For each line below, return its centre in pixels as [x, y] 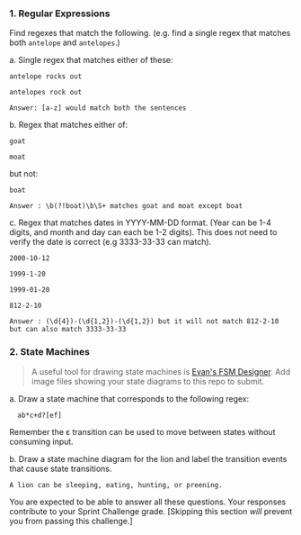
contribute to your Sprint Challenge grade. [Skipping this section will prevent [151, 511]
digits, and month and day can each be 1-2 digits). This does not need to [143, 232]
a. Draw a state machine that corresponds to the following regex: [129, 398]
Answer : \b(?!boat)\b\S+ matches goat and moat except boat [126, 206]
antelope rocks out [46, 77]
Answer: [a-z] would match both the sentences [98, 108]
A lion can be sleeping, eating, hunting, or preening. [116, 485]
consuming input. [41, 441]
